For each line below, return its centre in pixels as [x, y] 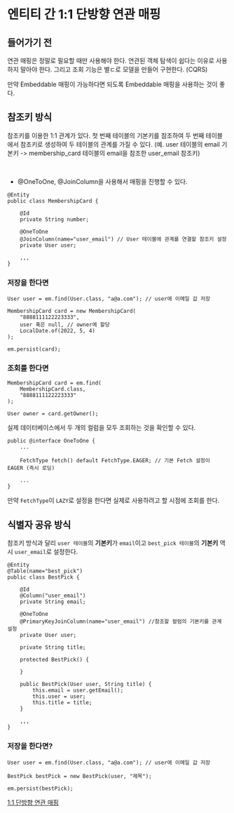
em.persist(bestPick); [40, 788]
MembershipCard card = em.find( [54, 383]
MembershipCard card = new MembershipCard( [72, 311]
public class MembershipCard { [53, 201]
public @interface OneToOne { [51, 441]
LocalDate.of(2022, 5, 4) [58, 331]
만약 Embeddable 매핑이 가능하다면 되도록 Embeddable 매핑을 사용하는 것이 [112, 84]
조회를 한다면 [28, 368]
